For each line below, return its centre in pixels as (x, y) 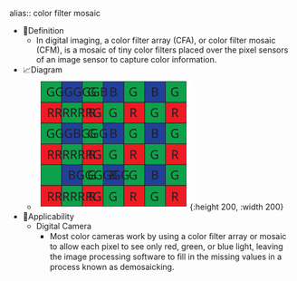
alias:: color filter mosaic (55, 13)
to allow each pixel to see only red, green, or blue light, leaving (166, 247)
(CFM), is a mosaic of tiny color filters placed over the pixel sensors (162, 50)
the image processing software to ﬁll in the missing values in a (166, 257)
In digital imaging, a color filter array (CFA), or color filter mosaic (156, 40)
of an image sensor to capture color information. (126, 59)
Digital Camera (64, 226)
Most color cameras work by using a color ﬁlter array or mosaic (168, 236)
